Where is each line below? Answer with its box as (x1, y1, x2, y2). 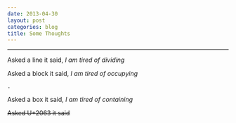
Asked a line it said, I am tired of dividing (7, 56, 125, 64)
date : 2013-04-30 (7, 10, 58, 18)
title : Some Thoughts (7, 30, 71, 37)
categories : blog (7, 23, 58, 30)
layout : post (7, 17, 46, 24)
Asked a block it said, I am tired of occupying (7, 70, 138, 78)
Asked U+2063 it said (7, 109, 70, 117)
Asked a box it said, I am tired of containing (7, 96, 133, 104)
